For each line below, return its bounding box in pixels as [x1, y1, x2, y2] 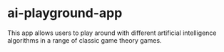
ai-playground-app [7, 5, 123, 21]
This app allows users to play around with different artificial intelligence [7, 28, 217, 37]
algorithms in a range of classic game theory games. [7, 36, 162, 44]
